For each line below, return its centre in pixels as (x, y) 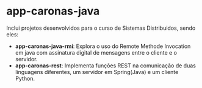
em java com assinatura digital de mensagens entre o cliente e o (96, 52)
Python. (25, 78)
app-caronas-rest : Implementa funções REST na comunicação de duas (106, 66)
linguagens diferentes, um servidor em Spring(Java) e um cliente (97, 72)
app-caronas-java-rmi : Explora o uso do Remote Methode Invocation (103, 46)
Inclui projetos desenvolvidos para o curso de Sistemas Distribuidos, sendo (101, 28)
